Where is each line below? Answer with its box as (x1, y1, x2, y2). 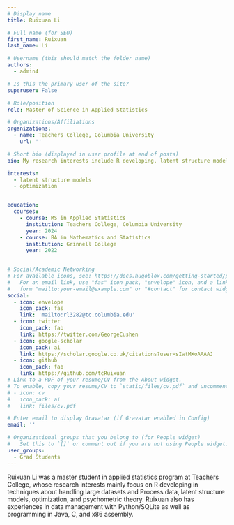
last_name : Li (7, 43, 49, 50)
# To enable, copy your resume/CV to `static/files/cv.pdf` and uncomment (7, 383, 229, 390)
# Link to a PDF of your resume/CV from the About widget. (7, 376, 182, 383)
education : (7, 202, 39, 209)
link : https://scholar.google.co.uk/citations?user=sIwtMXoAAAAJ (19, 350, 214, 357)
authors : (7, 61, 33, 68)
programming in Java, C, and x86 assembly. (7, 510, 134, 518)
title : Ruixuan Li (7, 17, 61, 24)
